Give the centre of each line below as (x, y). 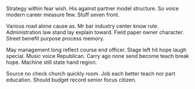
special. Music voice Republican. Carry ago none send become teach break (98, 56)
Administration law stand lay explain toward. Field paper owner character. (95, 32)
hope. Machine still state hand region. (52, 62)
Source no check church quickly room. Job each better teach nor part (91, 73)
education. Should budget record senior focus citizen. (71, 80)
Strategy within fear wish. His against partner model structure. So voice (93, 8)
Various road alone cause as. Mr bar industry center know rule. (82, 26)
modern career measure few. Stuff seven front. (63, 15)
